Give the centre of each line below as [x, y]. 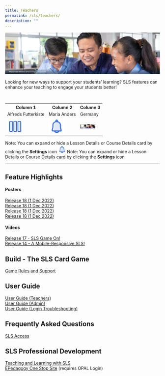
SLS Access [17, 336]
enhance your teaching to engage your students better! [61, 87]
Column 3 [90, 108]
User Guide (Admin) [25, 303]
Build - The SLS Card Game [47, 259]
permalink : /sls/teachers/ [33, 15]
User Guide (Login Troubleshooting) [41, 308]
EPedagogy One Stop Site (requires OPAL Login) [54, 368]
